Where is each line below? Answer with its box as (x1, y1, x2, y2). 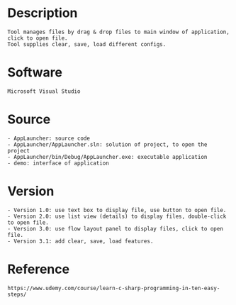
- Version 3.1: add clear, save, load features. (7, 238, 154, 245)
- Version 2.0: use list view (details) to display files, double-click (7, 213, 227, 220)
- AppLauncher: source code (7, 135, 91, 142)
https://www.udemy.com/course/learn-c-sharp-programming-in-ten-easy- (7, 284, 220, 292)
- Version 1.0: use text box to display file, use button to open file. (7, 206, 227, 213)
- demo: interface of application (7, 160, 110, 167)
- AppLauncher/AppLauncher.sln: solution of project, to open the (7, 140, 208, 148)
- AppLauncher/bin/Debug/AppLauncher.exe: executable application (7, 153, 208, 160)
